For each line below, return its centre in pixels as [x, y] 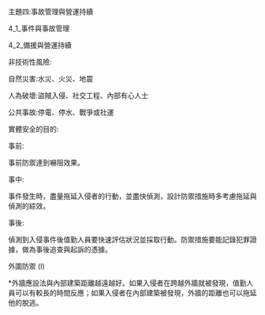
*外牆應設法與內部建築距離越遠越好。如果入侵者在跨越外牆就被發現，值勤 [127, 283]
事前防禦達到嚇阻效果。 [46, 163]
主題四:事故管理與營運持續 [51, 11]
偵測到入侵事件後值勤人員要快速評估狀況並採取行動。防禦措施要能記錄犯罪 [129, 240]
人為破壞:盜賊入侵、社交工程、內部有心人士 [78, 96]
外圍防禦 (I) [26, 266]
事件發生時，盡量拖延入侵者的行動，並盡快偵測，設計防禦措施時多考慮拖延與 [132, 196]
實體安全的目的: [34, 129]
